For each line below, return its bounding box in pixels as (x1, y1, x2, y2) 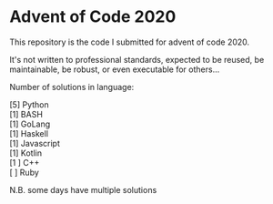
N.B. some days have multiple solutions (9, 184, 157, 195)
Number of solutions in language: (9, 81, 135, 92)
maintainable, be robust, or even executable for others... (9, 64, 220, 75)
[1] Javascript (9, 138, 61, 148)
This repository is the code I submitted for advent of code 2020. (9, 36, 250, 47)
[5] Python (9, 98, 49, 110)
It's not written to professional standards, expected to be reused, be (9, 54, 265, 65)
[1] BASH (9, 108, 44, 119)
